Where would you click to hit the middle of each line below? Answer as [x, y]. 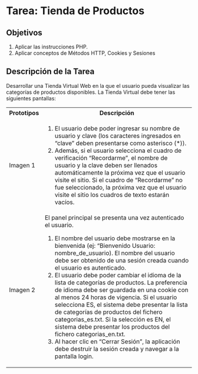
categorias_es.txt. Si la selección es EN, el [113, 319]
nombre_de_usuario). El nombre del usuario [115, 253]
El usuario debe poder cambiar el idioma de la [118, 275]
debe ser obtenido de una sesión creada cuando [122, 260]
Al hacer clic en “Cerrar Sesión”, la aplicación [118, 342]
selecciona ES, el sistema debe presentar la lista [121, 304]
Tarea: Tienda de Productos [75, 11]
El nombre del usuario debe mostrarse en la [115, 238]
